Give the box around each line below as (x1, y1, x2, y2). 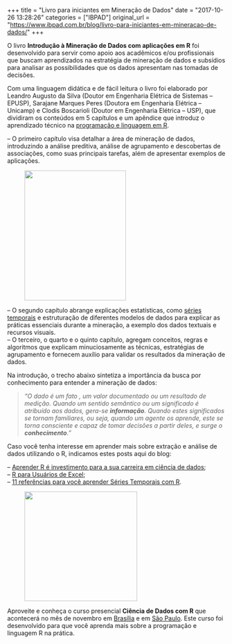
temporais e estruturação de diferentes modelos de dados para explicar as (7, 313, 220, 322)
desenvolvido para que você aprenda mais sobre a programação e (7, 622, 197, 629)
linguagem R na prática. (7, 629, 75, 637)
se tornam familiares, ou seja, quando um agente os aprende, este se (24, 414, 224, 422)
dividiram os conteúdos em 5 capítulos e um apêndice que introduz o (7, 114, 205, 122)
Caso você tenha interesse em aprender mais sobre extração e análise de (7, 442, 217, 450)
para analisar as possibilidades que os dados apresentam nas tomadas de (7, 64, 218, 71)
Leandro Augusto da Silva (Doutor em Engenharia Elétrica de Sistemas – (7, 92, 213, 100)
